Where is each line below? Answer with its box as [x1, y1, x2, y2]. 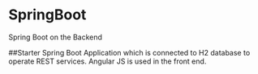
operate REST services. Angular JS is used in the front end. [8, 56, 207, 66]
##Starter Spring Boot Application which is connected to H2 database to [8, 47, 251, 57]
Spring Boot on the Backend [8, 32, 103, 42]
